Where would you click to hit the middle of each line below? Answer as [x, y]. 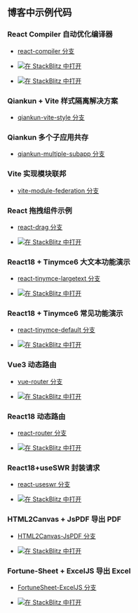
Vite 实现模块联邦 [37, 174]
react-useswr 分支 [44, 485]
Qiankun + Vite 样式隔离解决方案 [63, 100]
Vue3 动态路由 [32, 365]
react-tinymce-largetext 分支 [59, 279]
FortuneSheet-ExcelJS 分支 [57, 587]
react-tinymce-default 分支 [56, 330]
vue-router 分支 [40, 381]
